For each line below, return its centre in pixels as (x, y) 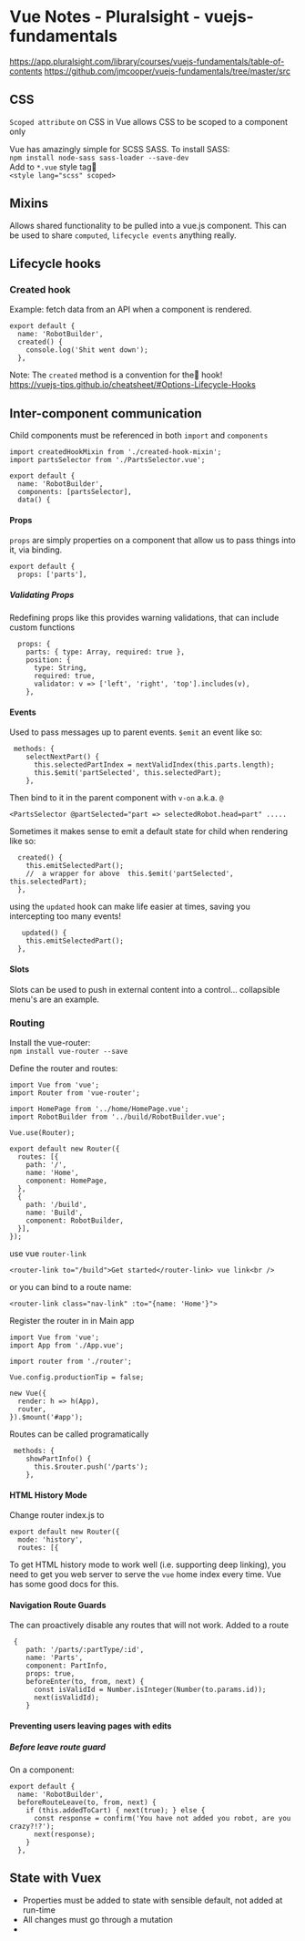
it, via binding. (36, 550)
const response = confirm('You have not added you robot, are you (162, 1818)
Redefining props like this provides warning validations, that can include (144, 618)
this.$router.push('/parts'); (91, 1466)
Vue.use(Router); (42, 1132)
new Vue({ (28, 1393)
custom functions (42, 627)
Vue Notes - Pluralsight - (105, 17)
